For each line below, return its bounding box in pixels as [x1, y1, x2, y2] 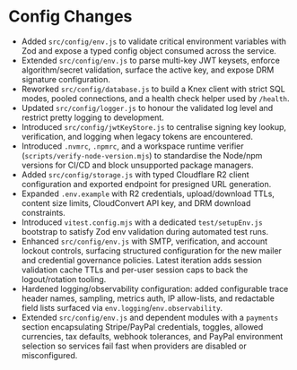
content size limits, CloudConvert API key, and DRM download [21, 197, 251, 208]
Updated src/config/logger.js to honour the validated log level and [21, 102, 274, 113]
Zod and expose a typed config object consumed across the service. [21, 45, 277, 56]
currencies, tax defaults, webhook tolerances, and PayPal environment [21, 331, 284, 341]
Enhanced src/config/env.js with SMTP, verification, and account [21, 236, 268, 246]
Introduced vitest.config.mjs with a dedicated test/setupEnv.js [21, 217, 263, 228]
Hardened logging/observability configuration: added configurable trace [21, 283, 289, 294]
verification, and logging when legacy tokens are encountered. [21, 131, 253, 142]
